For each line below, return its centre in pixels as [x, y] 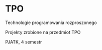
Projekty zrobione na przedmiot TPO [43, 32]
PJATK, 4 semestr [24, 42]
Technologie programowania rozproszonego [51, 22]
